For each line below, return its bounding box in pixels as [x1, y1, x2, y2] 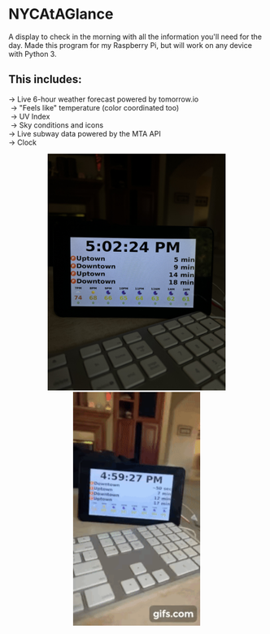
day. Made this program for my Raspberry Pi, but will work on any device [8, 40, 252, 50]
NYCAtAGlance [8, 5, 114, 24]
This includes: [8, 72, 82, 86]
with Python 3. [8, 49, 57, 59]
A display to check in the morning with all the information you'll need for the [8, 32, 263, 41]
